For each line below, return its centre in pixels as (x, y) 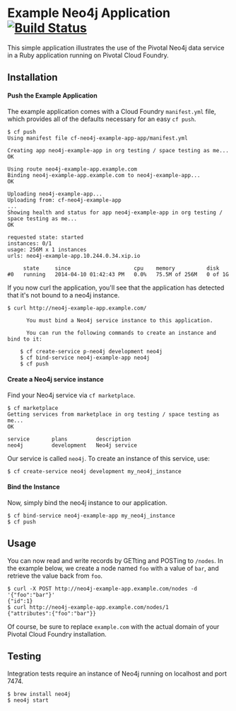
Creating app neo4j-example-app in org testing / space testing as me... (118, 150)
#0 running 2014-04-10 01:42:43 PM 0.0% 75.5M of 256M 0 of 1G (118, 274)
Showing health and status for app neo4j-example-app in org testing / (115, 212)
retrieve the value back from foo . (55, 576)
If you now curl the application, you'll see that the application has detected (116, 288)
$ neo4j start (28, 700)
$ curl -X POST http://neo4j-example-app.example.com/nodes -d (102, 588)
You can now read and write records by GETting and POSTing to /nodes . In (116, 560)
